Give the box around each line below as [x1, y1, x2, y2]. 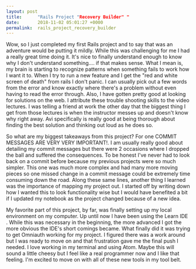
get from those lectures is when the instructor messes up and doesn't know [6, 109, 188, 116]
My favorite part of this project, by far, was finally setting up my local [6, 206, 172, 213]
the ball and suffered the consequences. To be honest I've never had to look [6, 151, 190, 158]
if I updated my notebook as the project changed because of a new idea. [6, 195, 181, 202]
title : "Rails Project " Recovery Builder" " [6, 14, 130, 20]
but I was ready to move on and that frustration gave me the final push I [6, 237, 178, 244]
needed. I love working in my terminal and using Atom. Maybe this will [6, 244, 174, 251]
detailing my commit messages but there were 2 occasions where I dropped [6, 146, 190, 153]
